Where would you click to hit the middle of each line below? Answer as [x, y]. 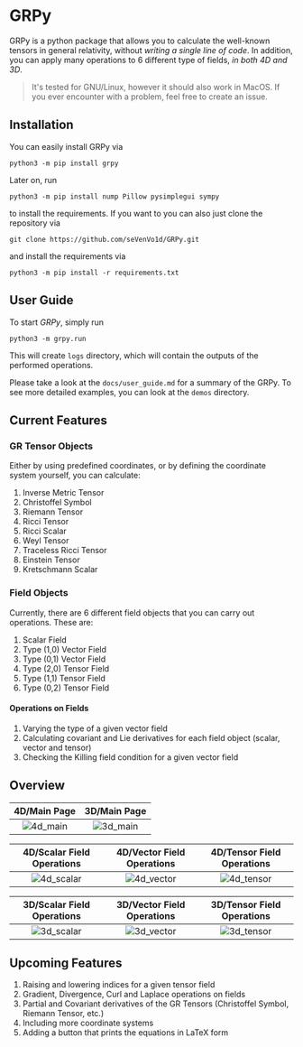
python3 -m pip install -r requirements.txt [94, 273]
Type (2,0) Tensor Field [66, 668]
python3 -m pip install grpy [64, 163]
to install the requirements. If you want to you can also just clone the [136, 213]
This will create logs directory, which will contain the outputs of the [134, 355]
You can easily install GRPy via [66, 146]
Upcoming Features [66, 963]
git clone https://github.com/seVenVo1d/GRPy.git [105, 239]
